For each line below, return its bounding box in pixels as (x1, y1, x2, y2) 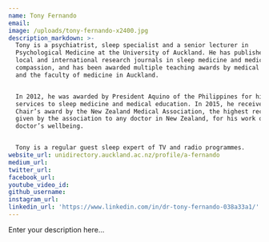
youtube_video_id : (8, 181, 70, 188)
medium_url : (8, 158, 48, 166)
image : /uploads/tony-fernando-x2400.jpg (8, 26, 149, 34)
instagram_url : (8, 196, 59, 204)
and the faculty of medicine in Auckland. (15, 71, 159, 79)
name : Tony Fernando (8, 11, 78, 20)
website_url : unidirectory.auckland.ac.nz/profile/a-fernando (8, 151, 220, 159)
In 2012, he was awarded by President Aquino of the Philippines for (15, 93, 252, 101)
